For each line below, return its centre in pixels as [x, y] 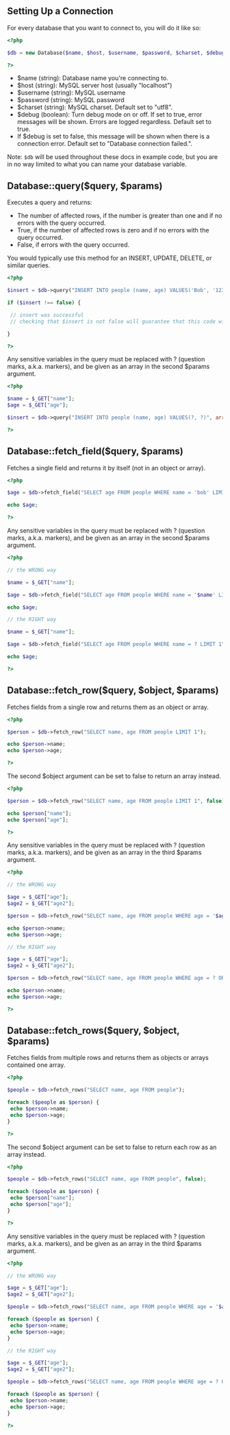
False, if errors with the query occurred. [73, 245]
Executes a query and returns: [50, 202]
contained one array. [36, 1065]
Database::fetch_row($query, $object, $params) [113, 691]
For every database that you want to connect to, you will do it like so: [104, 27]
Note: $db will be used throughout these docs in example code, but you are [112, 157]
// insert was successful [47, 315]
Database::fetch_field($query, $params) [95, 451]
